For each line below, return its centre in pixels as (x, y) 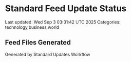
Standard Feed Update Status (66, 9)
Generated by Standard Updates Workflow (48, 54)
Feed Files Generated (38, 43)
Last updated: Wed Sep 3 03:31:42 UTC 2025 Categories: (63, 22)
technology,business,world (32, 27)
